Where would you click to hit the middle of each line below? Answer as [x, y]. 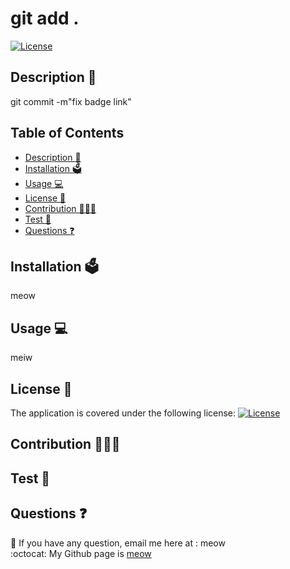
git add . [45, 18]
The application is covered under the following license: [123, 413]
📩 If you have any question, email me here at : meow [118, 543]
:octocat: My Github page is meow [81, 553]
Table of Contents [67, 133]
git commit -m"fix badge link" [71, 101]
